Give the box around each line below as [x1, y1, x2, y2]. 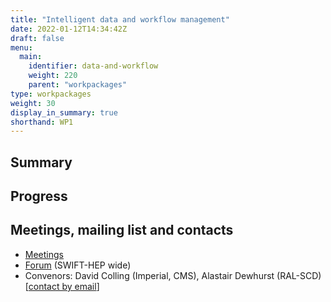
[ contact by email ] [24, 280, 100, 292]
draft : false [10, 33, 65, 43]
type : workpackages [10, 89, 92, 99]
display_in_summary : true [10, 107, 118, 118]
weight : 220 [28, 71, 78, 81]
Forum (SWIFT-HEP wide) [24, 259, 132, 271]
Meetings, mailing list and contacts [10, 222, 234, 239]
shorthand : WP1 [10, 117, 74, 127]
